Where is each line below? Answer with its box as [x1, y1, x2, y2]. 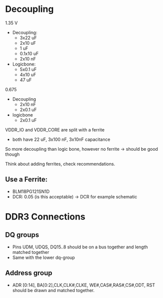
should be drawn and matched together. [12, 287, 95, 293]
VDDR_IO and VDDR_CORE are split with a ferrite [5, 126, 105, 132]
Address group [5, 269, 53, 277]
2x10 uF [19, 40, 36, 46]
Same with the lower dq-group [12, 254, 76, 260]
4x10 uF [19, 71, 36, 77]
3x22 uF [19, 35, 37, 41]
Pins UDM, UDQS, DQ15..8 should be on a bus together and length [12, 244, 148, 250]
